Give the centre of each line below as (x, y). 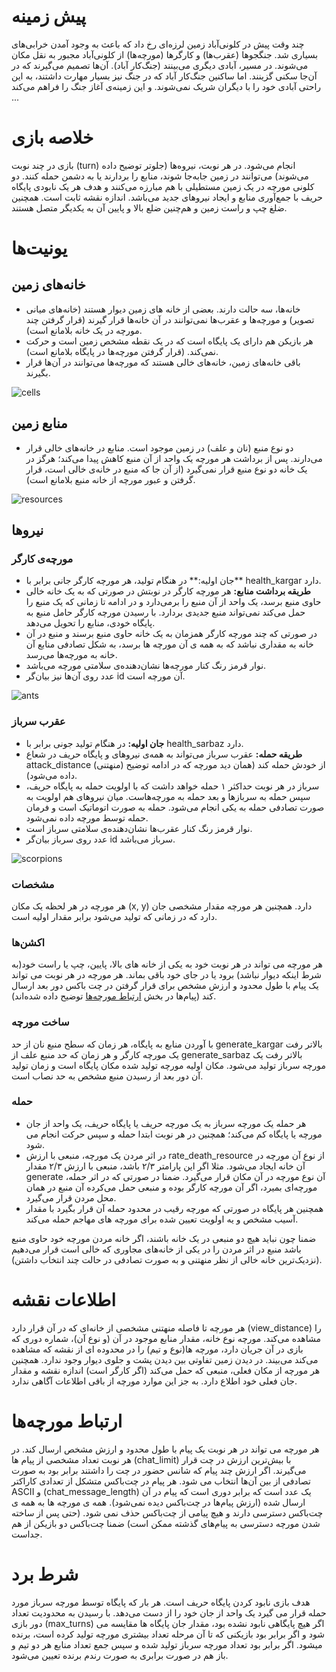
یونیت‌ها (39, 248)
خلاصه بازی (52, 137)
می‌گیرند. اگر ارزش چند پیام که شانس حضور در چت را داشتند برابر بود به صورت (159, 1470)
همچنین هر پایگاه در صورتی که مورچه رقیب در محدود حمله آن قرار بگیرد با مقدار (174, 1208)
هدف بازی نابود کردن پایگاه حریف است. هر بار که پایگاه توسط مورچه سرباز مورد (161, 1602)
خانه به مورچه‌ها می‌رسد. (71, 655)
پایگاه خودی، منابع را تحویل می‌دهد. (90, 623)
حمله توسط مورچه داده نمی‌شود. (87, 817)
